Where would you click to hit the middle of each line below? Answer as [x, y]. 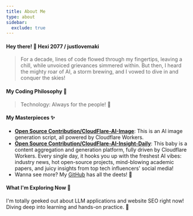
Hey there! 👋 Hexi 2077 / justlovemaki [53, 46]
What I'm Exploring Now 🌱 [39, 188]
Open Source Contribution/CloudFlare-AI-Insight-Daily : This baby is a [101, 143]
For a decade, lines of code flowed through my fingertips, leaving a [101, 60]
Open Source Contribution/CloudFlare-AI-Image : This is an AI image [99, 131]
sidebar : [17, 22]
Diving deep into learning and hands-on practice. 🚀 [68, 207]
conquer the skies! [43, 78]
